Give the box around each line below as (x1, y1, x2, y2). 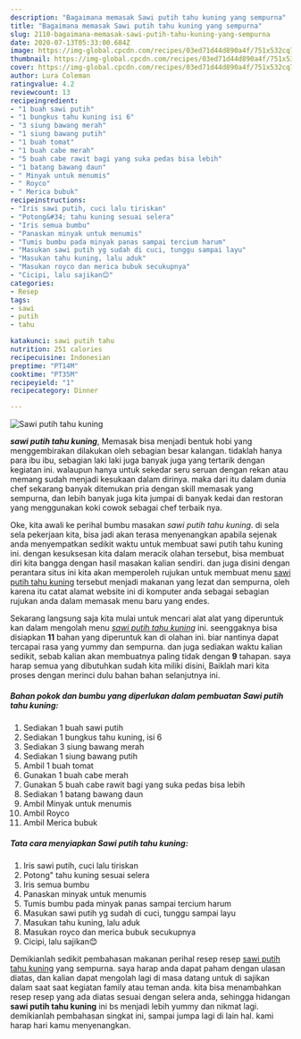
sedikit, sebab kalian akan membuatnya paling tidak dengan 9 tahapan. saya (10, 651, 291, 662)
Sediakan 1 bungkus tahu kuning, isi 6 (22, 732, 163, 742)
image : (10, 46, 35, 55)
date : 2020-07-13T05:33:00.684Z (10, 38, 130, 47)
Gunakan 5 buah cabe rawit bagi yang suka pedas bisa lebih (22, 779, 246, 791)
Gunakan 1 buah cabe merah (22, 770, 129, 781)
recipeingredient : (10, 96, 79, 105)
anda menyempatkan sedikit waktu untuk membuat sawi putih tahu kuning (10, 539, 284, 549)
